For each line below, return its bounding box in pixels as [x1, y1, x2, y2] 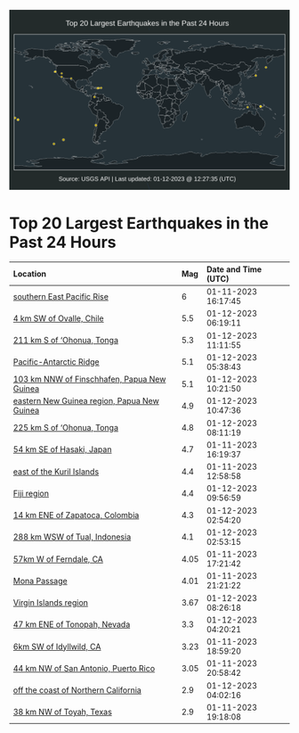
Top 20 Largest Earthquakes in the [9, 213, 269, 233]
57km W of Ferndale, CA [12, 554, 104, 564]
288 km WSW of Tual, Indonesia [12, 531, 132, 542]
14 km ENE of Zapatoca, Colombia [12, 510, 140, 521]
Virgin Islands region [12, 597, 89, 608]
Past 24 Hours [9, 232, 117, 252]
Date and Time [206, 264, 263, 275]
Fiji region [12, 488, 50, 498]
